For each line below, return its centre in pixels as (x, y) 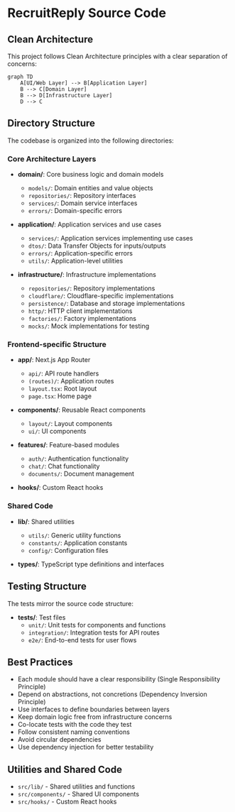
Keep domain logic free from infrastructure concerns (95, 717)
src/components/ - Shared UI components (78, 794)
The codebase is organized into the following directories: (91, 141)
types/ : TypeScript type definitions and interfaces (91, 564)
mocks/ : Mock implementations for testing (89, 326)
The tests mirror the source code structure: (70, 603)
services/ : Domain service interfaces (83, 203)
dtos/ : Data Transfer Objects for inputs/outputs (97, 246)
